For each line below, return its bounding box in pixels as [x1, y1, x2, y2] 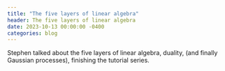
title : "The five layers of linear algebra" [7, 10, 139, 17]
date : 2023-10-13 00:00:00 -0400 [7, 23, 105, 30]
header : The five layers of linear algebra [7, 17, 136, 24]
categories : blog [7, 29, 58, 37]
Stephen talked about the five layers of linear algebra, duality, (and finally [7, 49, 218, 57]
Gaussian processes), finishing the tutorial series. [7, 56, 150, 65]
